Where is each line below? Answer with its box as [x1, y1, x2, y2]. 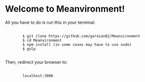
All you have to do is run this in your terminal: [5, 19, 96, 25]
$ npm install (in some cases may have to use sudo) [22, 42, 132, 47]
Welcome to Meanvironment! [5, 3, 125, 15]
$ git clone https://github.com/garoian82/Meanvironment [22, 33, 140, 38]
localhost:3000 [22, 73, 54, 78]
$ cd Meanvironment [22, 38, 62, 43]
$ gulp [22, 46, 36, 51]
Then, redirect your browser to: [5, 59, 68, 65]
